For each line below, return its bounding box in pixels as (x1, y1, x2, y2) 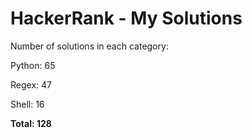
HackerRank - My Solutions (10, 7, 243, 30)
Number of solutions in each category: (10, 40, 169, 52)
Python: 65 (10, 59, 56, 71)
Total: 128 (10, 117, 52, 129)
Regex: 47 (10, 78, 52, 91)
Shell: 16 (10, 98, 45, 110)
